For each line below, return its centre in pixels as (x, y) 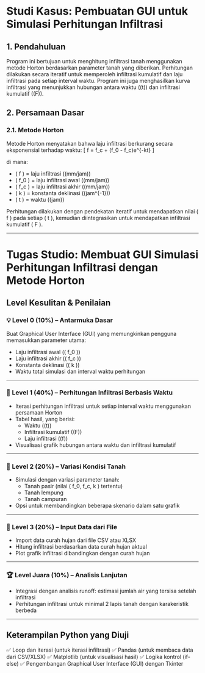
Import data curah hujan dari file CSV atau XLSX (75, 540)
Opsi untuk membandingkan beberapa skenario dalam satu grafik (97, 506)
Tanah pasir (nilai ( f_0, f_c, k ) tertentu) (74, 486)
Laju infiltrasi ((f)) (46, 438)
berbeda (26, 610)
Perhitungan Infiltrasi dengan (82, 267)
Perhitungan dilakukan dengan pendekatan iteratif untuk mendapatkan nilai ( (103, 211)
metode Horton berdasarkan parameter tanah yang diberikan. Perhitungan (100, 68)
